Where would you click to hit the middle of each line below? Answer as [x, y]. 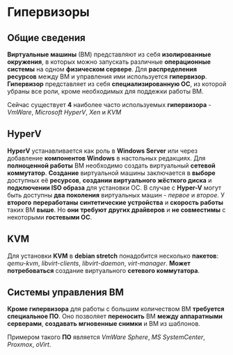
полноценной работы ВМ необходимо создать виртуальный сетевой [111, 165]
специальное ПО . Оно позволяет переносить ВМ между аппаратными [115, 316]
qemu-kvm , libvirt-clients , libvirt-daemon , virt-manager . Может [99, 263]
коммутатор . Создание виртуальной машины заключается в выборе [111, 173]
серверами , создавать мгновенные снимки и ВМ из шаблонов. [104, 324]
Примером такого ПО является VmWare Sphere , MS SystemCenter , [106, 337]
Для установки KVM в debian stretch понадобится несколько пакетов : [113, 256]
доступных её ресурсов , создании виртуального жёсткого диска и [110, 180]
